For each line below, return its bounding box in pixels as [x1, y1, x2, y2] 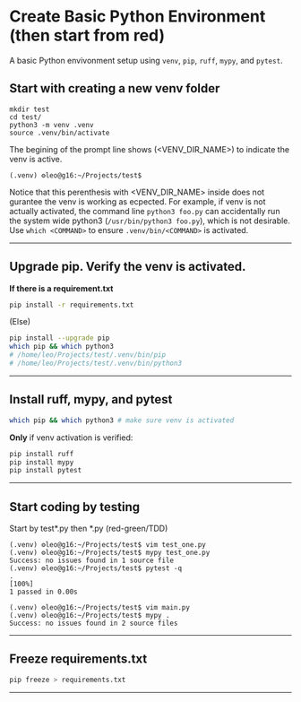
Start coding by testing [9, 499, 141, 515]
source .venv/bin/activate [9, 128, 110, 137]
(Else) [9, 316, 31, 327]
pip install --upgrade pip [9, 334, 110, 342]
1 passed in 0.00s [9, 587, 78, 597]
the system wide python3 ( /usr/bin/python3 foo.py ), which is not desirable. [9, 215, 291, 226]
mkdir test [9, 105, 50, 114]
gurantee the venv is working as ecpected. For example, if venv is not [9, 195, 266, 207]
